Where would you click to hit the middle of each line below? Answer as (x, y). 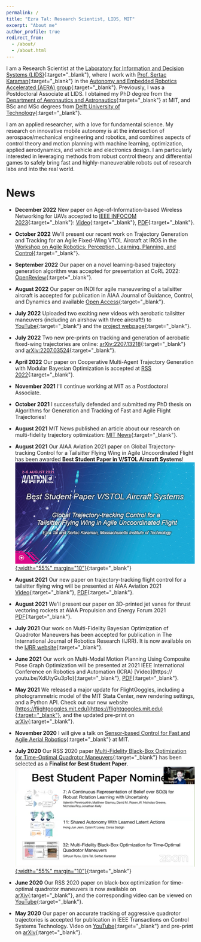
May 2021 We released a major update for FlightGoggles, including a (100, 689)
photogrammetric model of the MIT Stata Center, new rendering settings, (105, 696)
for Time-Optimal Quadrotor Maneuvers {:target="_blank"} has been (98, 757)
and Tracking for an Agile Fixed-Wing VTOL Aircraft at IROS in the (96, 240)
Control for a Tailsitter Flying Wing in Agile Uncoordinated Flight (115, 452)
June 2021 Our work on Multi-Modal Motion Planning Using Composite (102, 659)
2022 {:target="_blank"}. (45, 375)
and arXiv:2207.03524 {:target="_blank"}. (65, 350)
